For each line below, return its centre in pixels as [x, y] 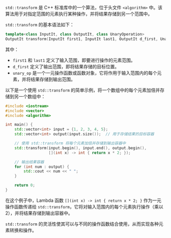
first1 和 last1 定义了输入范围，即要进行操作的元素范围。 [74, 60]
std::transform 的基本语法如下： [40, 25]
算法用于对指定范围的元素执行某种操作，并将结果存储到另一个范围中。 [79, 14]
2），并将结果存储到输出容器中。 [39, 213]
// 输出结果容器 [29, 162]
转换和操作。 [23, 230]
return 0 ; [25, 185]
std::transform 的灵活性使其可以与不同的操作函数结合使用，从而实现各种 [82, 224]
